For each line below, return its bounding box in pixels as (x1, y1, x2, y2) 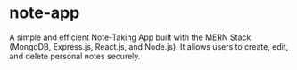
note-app (9, 3, 80, 23)
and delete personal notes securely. (9, 51, 141, 61)
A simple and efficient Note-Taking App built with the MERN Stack (9, 32, 252, 43)
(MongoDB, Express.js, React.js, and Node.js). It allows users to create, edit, (9, 41, 289, 51)
